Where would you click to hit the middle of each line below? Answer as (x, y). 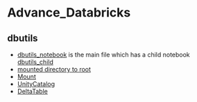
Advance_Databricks (69, 13)
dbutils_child (35, 62)
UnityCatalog (36, 84)
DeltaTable (33, 91)
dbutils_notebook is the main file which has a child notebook (104, 54)
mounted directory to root (54, 69)
